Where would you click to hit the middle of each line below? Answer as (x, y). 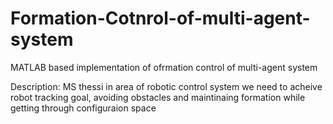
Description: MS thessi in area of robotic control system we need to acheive (166, 86)
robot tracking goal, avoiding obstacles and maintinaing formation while (158, 97)
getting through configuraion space (83, 108)
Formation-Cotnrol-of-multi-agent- (160, 18)
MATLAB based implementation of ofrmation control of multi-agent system (164, 67)
